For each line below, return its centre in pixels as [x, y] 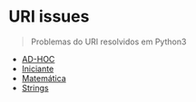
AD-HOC [38, 59]
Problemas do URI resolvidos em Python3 [108, 42]
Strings [35, 88]
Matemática [44, 78]
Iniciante [38, 69]
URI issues [49, 17]
